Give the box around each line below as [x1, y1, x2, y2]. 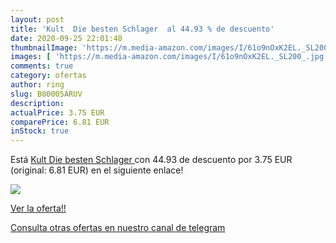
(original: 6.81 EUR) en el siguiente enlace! [10, 164, 184, 176]
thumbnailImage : [10, 42, 78, 53]
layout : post [10, 14, 65, 25]
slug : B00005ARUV [10, 89, 83, 99]
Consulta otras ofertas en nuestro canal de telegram [10, 222, 226, 234]
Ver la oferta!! [10, 202, 67, 215]
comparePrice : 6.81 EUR [10, 117, 110, 127]
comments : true [10, 61, 74, 71]
